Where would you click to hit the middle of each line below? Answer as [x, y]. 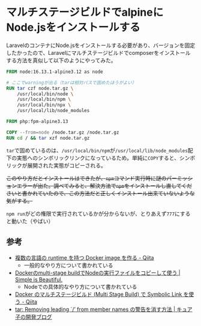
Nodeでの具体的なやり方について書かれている [80, 286]
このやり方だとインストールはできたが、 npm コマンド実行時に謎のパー [91, 178]
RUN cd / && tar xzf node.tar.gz [48, 138]
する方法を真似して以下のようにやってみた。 [61, 60]
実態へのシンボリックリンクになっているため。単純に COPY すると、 [98, 158]
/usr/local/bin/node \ [45, 94]
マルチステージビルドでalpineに [85, 12]
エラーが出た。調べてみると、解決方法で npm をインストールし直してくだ [104, 186]
